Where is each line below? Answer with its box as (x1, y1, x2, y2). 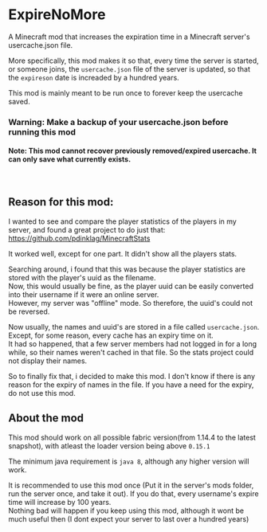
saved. (8, 96, 30, 106)
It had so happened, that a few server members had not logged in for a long (8, 338, 257, 348)
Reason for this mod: (8, 195, 114, 209)
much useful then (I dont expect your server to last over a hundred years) (8, 514, 249, 523)
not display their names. (8, 356, 88, 366)
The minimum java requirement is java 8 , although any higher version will (8, 456, 249, 466)
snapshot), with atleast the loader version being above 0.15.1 (8, 440, 210, 451)
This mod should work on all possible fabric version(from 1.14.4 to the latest (8, 432, 257, 442)
